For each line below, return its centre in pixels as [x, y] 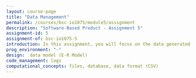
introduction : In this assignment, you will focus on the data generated [98, 45]
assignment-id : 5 [27, 33]
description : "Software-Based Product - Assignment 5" [75, 28]
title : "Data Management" [38, 17]
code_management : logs [34, 60]
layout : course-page [31, 11]
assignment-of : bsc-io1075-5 [42, 39]
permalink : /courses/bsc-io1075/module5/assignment [70, 22]
